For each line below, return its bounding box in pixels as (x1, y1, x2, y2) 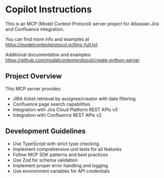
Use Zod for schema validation (12, 157, 78, 163)
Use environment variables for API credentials (12, 168, 110, 174)
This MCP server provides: (5, 85, 61, 92)
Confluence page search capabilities (12, 101, 91, 107)
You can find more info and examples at (5, 36, 90, 42)
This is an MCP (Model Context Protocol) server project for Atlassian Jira (5, 21, 159, 27)
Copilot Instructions (5, 4, 92, 15)
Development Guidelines (5, 127, 86, 136)
